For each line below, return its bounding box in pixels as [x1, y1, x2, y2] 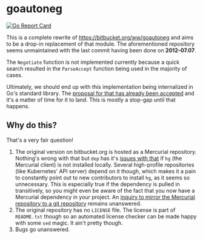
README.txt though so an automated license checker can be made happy [15, 212, 197, 220]
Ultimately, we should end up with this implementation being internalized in [6, 83, 193, 90]
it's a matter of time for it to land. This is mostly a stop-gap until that [6, 96, 176, 103]
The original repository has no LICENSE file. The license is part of [15, 206, 176, 213]
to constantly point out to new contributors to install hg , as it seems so [15, 174, 190, 181]
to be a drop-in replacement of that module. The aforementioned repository [6, 40, 195, 47]
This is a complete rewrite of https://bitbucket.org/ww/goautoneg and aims [6, 33, 194, 41]
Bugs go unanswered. [15, 226, 70, 233]
